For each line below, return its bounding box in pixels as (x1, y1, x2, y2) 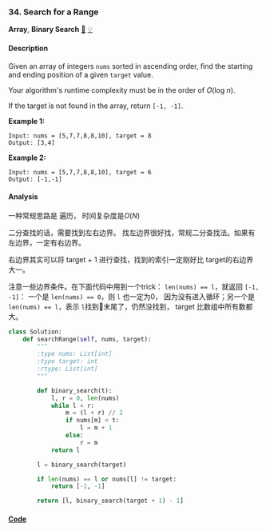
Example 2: (8, 153, 46, 162)
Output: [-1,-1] (8, 175, 62, 183)
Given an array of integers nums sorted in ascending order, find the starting (8, 61, 253, 70)
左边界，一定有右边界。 (8, 238, 85, 247)
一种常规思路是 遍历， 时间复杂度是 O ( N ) (8, 210, 141, 220)
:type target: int (37, 357, 98, 365)
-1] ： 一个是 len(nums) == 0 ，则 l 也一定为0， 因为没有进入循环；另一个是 (8, 291, 256, 301)
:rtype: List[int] (37, 365, 98, 373)
